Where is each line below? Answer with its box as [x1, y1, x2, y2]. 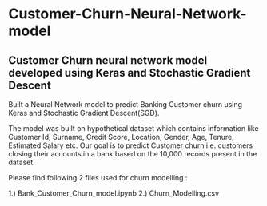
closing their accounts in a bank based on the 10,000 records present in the [8, 149, 257, 158]
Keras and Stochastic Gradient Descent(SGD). [8, 109, 160, 117]
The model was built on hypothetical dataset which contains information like [8, 124, 259, 133]
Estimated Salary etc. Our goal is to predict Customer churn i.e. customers [8, 141, 253, 150]
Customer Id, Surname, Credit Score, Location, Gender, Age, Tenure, [8, 133, 234, 141]
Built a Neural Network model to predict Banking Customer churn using [8, 100, 242, 109]
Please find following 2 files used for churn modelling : [8, 173, 188, 182]
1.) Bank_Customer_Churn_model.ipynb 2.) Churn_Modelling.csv [8, 188, 220, 198]
